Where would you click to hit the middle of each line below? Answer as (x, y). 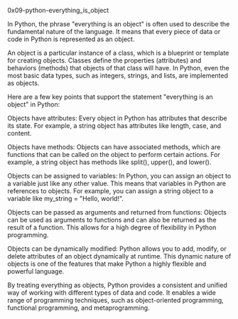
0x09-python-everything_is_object (58, 10)
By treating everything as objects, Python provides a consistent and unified (117, 285)
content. (20, 133)
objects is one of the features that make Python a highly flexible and (107, 264)
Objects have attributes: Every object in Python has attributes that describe (117, 118)
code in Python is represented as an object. (71, 39)
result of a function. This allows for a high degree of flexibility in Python (112, 227)
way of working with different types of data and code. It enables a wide (112, 293)
